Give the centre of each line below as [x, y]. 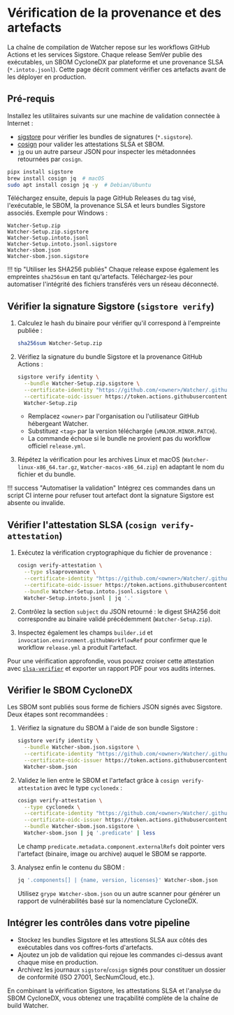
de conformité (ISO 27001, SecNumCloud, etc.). [86, 977]
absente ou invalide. [36, 503]
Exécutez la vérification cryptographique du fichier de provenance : [114, 553]
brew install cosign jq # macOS [56, 178]
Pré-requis [31, 99]
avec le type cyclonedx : [88, 788]
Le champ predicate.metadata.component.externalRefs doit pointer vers [121, 846]
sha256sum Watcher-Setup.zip [60, 343]
